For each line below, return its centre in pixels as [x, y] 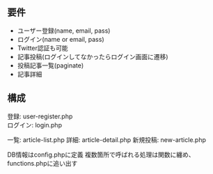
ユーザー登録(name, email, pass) [64, 31]
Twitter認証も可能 [42, 48]
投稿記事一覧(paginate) [50, 65]
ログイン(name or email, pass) [61, 39]
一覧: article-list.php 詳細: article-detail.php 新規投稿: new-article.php [107, 140]
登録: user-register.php [40, 116]
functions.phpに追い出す [42, 163]
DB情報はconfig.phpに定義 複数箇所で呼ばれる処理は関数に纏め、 [101, 155]
